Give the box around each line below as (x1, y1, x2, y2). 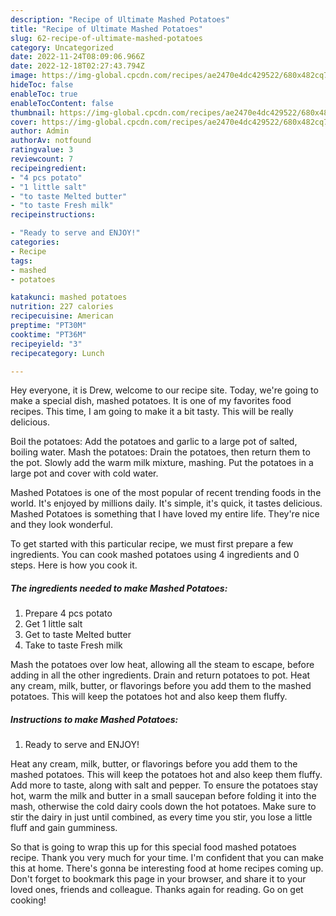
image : (10, 71, 38, 81)
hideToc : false (10, 80, 74, 90)
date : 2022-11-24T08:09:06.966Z (10, 52, 145, 62)
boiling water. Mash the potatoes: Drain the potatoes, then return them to (10, 446, 311, 458)
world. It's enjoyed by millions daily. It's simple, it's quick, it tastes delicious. (10, 497, 323, 510)
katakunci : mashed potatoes (10, 292, 128, 303)
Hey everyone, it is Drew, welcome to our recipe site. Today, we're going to (10, 384, 319, 396)
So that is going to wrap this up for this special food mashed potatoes (10, 841, 297, 853)
